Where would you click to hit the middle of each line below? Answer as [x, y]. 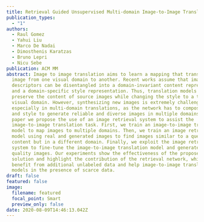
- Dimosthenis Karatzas [42, 52]
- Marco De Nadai [34, 46]
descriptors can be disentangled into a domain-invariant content [97, 86]
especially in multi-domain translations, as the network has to [96, 108]
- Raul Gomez [28, 35]
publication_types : [31, 18]
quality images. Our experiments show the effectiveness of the [95, 153]
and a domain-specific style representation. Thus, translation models [104, 91]
